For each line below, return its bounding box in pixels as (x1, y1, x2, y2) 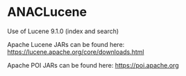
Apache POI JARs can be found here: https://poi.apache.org (7, 61, 179, 69)
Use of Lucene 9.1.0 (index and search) (7, 27, 119, 35)
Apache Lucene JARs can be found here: (7, 40, 125, 48)
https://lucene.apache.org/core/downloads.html (7, 48, 144, 56)
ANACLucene (7, 4, 87, 20)
